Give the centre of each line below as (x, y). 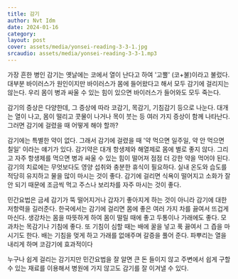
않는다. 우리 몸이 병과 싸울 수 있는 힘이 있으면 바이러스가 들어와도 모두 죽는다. (114, 92)
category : (22, 34)
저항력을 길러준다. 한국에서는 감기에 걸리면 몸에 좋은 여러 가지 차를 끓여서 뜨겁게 (118, 208)
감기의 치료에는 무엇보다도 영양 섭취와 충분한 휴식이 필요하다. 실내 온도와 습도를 (117, 167)
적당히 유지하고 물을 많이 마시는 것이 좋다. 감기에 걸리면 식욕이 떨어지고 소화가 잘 (119, 175)
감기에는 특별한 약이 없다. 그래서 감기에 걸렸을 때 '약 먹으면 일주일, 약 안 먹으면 (116, 140)
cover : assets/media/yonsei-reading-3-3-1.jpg (77, 47)
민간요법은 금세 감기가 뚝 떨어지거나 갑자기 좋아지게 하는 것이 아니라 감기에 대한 (117, 199)
